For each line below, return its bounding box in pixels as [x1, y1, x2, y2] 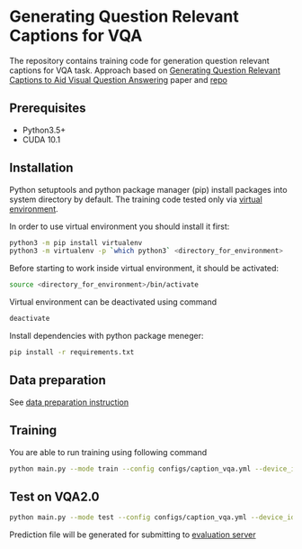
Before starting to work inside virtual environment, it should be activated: [9, 263, 280, 274]
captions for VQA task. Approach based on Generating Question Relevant [9, 65, 280, 76]
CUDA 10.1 [22, 133, 61, 145]
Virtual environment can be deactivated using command [9, 297, 218, 307]
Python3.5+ [22, 124, 67, 135]
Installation [9, 160, 74, 176]
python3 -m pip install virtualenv [9, 238, 143, 247]
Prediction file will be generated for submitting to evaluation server [9, 529, 256, 540]
